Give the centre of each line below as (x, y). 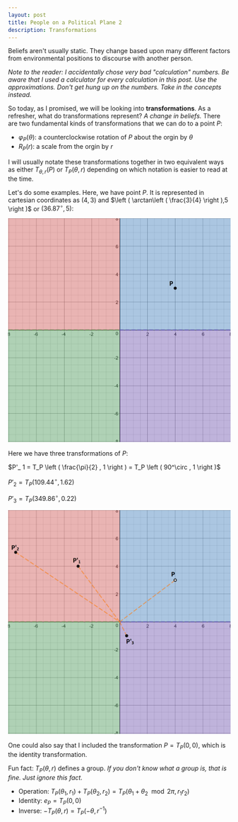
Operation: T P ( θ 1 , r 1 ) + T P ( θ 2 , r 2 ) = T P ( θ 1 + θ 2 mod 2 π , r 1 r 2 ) (104, 792)
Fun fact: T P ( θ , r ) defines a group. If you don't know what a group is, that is (117, 769)
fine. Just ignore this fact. (46, 777)
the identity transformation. (48, 755)
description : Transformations (53, 30)
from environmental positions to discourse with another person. (101, 58)
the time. (21, 179)
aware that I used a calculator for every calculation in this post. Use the (113, 80)
